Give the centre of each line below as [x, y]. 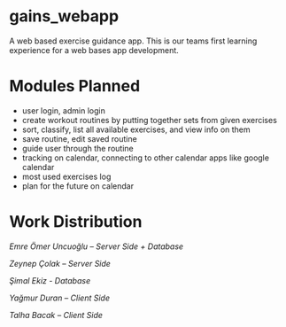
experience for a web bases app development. [94, 50]
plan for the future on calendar [78, 186]
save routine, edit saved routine [79, 138]
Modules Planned [75, 86]
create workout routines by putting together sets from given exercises [149, 120]
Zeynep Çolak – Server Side [60, 263]
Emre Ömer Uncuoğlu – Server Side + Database [97, 246]
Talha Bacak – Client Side [56, 315]
